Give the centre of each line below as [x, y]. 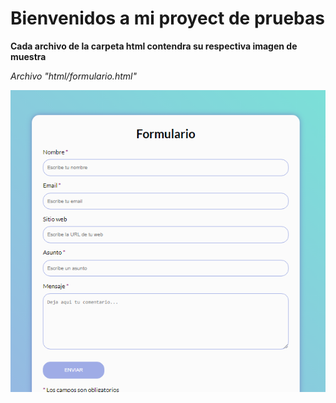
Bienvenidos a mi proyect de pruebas [167, 18]
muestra [28, 56]
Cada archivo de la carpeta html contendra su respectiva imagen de [154, 46]
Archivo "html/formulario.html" [73, 76]
